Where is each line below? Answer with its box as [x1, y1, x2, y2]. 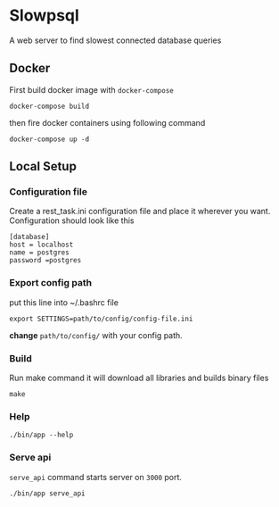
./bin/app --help [9, 430, 74, 440]
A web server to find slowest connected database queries [9, 35, 222, 46]
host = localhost [9, 240, 74, 250]
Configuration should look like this [9, 215, 135, 226]
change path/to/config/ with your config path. [9, 329, 183, 340]
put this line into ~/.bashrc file [9, 296, 119, 308]
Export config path [9, 277, 92, 289]
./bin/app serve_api [9, 488, 86, 498]
